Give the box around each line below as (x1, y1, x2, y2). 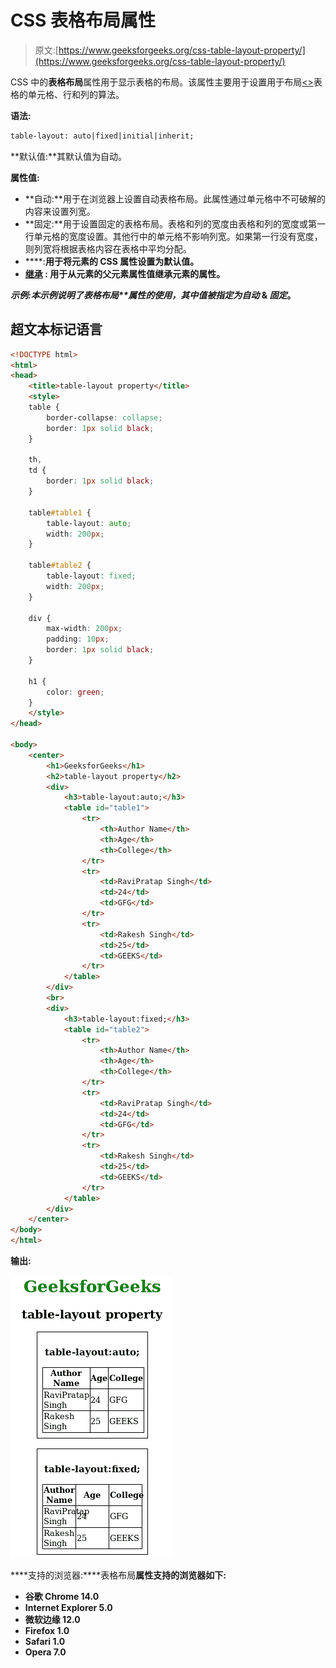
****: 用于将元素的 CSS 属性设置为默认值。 (24, 255, 200, 267)
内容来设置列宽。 (24, 205, 96, 217)
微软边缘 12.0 (24, 1614, 81, 1625)
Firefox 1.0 (24, 1625, 70, 1636)
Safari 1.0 (24, 1636, 66, 1647)
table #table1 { (28, 507, 92, 518)
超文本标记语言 (10, 321, 103, 338)
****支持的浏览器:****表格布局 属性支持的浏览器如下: (10, 1569, 227, 1581)
